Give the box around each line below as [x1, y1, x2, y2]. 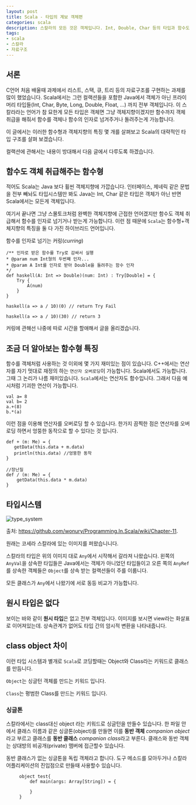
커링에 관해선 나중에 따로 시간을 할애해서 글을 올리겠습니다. [6, 325, 140, 332]
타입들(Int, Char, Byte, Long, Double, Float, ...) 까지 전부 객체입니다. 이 [16, 101, 181, 108]
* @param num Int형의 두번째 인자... [6, 256, 90, 262]
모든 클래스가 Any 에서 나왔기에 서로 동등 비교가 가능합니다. [6, 580, 139, 586]
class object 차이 [6, 641, 67, 651]
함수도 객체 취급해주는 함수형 [6, 166, 104, 176]
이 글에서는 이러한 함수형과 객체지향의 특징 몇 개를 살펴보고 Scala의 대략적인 [6, 128, 180, 135]
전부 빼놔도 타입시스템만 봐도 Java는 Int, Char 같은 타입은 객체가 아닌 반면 [12, 191, 181, 198]
